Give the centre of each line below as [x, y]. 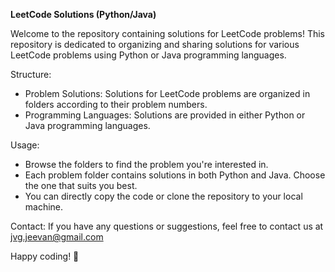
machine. [44, 207]
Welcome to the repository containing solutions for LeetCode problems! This [167, 33]
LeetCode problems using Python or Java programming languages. [148, 55]
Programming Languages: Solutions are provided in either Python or [165, 115]
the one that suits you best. [81, 185]
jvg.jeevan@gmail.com [57, 237]
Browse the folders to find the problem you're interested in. [146, 164]
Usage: [25, 145]
